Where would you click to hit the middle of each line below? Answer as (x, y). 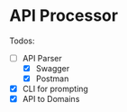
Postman (52, 79)
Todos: (22, 41)
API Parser (42, 58)
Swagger (53, 68)
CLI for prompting (55, 89)
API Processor (64, 16)
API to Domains (51, 99)
